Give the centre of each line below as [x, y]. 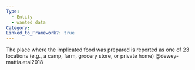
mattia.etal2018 [25, 62]
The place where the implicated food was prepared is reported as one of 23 [98, 50]
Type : [13, 11]
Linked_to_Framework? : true [41, 33]
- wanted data [28, 22]
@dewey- [167, 56]
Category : [18, 28]
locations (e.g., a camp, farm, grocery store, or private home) [80, 56]
